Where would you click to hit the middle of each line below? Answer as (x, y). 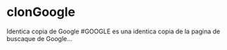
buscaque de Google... (40, 38)
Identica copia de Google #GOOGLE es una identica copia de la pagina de (113, 31)
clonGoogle (41, 12)
